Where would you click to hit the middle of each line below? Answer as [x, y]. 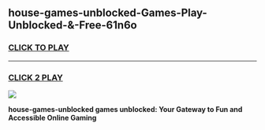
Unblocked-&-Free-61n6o [73, 26]
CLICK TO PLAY [39, 48]
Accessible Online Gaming [52, 117]
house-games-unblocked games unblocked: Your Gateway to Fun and [125, 109]
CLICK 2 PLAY [35, 77]
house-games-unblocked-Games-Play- [108, 13]
